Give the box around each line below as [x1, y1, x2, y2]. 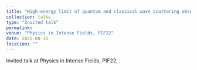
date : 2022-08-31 [6, 36, 49, 41]
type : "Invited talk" [6, 19, 59, 25]
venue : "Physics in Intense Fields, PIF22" [6, 30, 114, 36]
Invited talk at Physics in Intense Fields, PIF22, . [6, 57, 121, 64]
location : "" [6, 41, 38, 47]
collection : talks [6, 14, 51, 20]
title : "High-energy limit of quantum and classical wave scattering [6, 8, 180, 15]
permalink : [6, 24, 33, 31]
